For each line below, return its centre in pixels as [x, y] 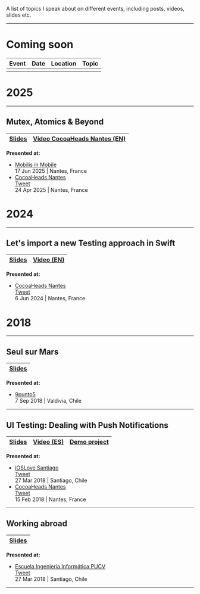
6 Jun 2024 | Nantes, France [50, 298]
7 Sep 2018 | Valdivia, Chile [48, 401]
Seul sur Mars [32, 352]
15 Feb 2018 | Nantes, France [50, 499]
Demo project [89, 442]
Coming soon [40, 45]
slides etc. [19, 15]
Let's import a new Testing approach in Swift [91, 243]
